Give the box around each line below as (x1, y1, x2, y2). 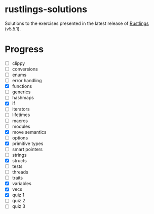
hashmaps (12, 95, 34, 101)
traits (12, 175, 23, 181)
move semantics (12, 129, 47, 135)
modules (12, 123, 31, 129)
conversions (12, 66, 38, 72)
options (12, 134, 28, 140)
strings (12, 152, 27, 158)
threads (12, 169, 28, 175)
